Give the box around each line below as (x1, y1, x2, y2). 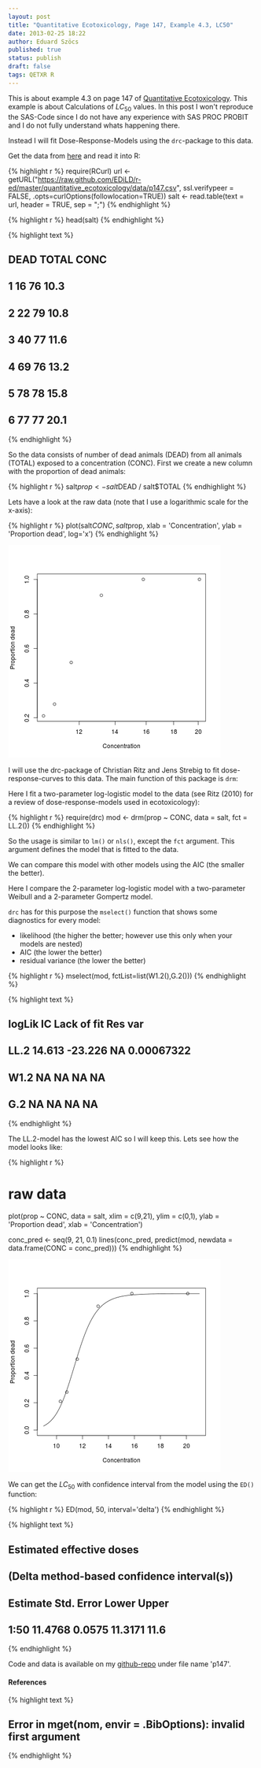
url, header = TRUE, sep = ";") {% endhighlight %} (8, 199, 171, 209)
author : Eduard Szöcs (8, 38, 79, 46)
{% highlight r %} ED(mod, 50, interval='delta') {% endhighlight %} (8, 1505, 226, 1514)
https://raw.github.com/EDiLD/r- (38, 174, 142, 184)
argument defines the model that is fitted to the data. (8, 844, 179, 854)
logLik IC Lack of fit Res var (8, 1017, 144, 1031)
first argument (8, 1730, 81, 1744)
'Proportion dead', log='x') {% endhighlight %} (8, 528, 159, 539)
